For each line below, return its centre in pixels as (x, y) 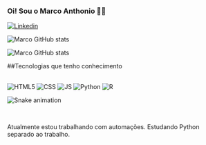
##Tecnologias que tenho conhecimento (65, 66)
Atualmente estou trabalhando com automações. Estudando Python (103, 127)
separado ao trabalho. (39, 135)
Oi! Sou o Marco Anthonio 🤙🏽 (57, 11)
